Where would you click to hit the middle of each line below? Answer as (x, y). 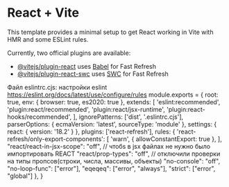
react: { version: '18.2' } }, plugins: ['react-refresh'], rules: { (91, 131)
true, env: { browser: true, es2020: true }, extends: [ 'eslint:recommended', (114, 101)
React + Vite (43, 13)
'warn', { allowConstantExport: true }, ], (166, 139)
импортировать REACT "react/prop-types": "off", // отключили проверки (114, 154)
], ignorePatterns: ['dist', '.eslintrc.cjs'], (128, 117)
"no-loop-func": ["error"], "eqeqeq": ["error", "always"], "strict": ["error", (111, 168)
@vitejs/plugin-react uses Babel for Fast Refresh (87, 66)
